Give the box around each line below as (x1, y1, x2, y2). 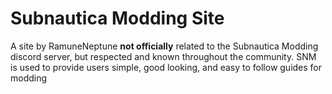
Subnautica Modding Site (10, 7, 225, 30)
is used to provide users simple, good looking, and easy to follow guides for (10, 61, 323, 73)
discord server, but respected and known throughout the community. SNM (10, 50, 317, 62)
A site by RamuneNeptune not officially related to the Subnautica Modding (10, 40, 319, 52)
